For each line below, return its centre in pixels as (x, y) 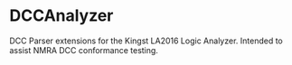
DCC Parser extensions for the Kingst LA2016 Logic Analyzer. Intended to (146, 41)
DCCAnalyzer (61, 16)
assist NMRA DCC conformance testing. (84, 50)
